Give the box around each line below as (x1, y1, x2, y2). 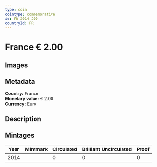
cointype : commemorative (5, 12, 55, 17)
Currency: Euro (5, 101, 36, 107)
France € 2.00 (5, 42, 63, 53)
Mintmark (25, 146, 48, 152)
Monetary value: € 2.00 (5, 95, 53, 101)
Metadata (5, 77, 35, 86)
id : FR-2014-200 (5, 16, 38, 21)
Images (5, 61, 28, 69)
